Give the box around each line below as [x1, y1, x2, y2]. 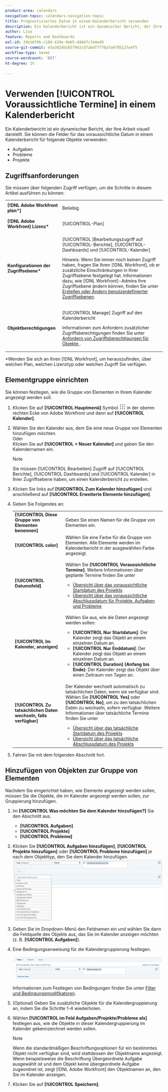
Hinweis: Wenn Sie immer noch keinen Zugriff [62, 256, 156, 262]
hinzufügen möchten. [12, 430, 57, 436]
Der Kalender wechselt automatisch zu [65, 683, 145, 689]
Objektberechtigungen [7, 325, 56, 331]
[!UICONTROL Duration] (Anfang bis [72, 661, 150, 667]
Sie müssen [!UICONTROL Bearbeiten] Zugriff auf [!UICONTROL [12, 465, 145, 471]
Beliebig [62, 205, 79, 211]
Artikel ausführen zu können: [5, 190, 65, 196]
